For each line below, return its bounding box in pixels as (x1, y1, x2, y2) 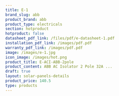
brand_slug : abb (5, 12, 40, 17)
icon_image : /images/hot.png (5, 54, 67, 60)
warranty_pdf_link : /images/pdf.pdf (5, 45, 83, 50)
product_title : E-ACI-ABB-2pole (5, 59, 74, 65)
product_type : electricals (5, 21, 63, 27)
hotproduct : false (5, 31, 44, 36)
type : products (5, 83, 38, 88)
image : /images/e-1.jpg (5, 50, 56, 55)
